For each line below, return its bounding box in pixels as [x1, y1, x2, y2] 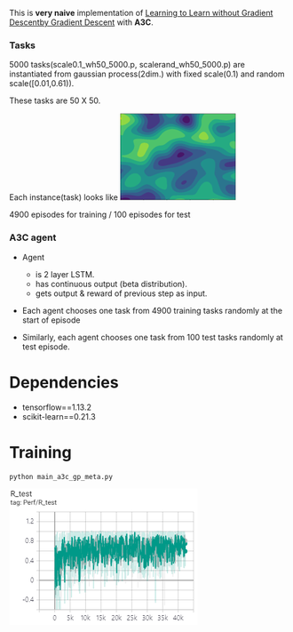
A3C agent [9, 231, 57, 244]
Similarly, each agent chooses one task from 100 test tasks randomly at [21, 332, 284, 342]
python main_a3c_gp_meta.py [9, 473, 114, 482]
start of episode [21, 315, 81, 325]
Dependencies [9, 372, 119, 392]
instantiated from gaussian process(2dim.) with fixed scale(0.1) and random [9, 68, 286, 79]
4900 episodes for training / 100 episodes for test [9, 209, 191, 220]
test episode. [21, 341, 70, 352]
